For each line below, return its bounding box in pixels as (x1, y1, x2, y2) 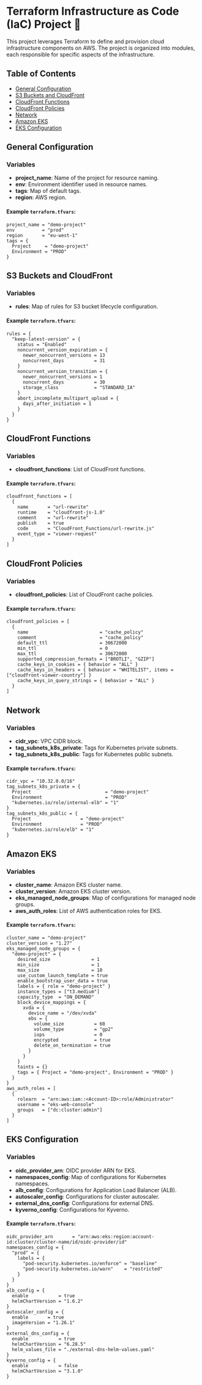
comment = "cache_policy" (17, 635, 144, 641)
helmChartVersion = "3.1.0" (12, 1368, 84, 1374)
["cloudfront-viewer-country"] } (6, 672, 92, 678)
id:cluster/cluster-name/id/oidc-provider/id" (6, 1239, 127, 1245)
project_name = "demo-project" (6, 221, 86, 228)
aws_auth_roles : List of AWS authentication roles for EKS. (15, 907, 162, 914)
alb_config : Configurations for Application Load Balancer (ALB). (15, 1186, 177, 1193)
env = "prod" (6, 227, 64, 233)
